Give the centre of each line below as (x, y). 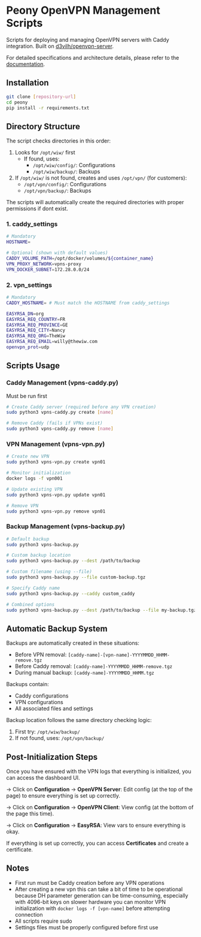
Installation (28, 83)
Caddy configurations (42, 696)
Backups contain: (28, 684)
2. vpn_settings (29, 285)
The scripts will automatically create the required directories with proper (95, 202)
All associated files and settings (54, 709)
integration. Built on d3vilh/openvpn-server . (60, 46)
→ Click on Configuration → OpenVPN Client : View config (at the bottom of (100, 807)
